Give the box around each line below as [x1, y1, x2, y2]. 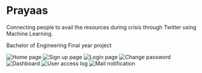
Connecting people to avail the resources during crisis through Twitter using [6, 24, 197, 31]
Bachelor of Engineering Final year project [6, 42, 112, 49]
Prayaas [6, 4, 49, 17]
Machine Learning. [6, 30, 53, 37]
